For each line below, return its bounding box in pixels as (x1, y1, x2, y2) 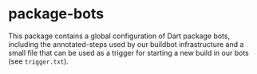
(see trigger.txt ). (8, 56, 69, 66)
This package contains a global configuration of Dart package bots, (8, 31, 230, 41)
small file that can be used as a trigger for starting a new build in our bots (8, 48, 249, 57)
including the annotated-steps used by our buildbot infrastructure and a (8, 39, 244, 49)
